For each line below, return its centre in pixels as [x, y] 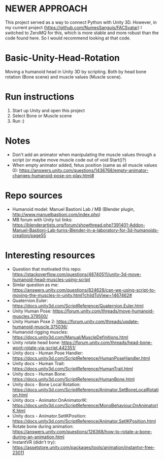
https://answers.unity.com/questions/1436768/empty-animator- [84, 170]
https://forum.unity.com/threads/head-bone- [107, 342]
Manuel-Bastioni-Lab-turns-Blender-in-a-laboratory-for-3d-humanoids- [85, 230]
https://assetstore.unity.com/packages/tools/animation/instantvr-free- [83, 447]
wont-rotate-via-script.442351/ [44, 347]
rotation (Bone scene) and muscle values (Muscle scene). [64, 77]
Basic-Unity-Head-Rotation [63, 58]
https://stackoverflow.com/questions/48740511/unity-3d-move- [77, 274]
